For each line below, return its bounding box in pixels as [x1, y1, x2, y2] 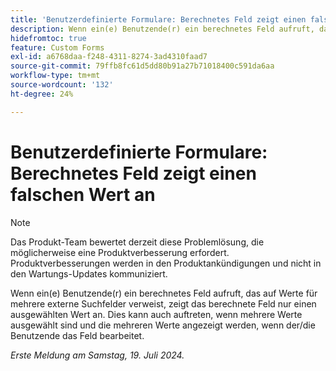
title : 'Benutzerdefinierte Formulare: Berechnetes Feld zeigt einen [10, 14, 307, 25]
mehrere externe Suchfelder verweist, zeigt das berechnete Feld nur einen [10, 297, 317, 310]
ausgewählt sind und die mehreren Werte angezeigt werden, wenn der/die [10, 319, 316, 331]
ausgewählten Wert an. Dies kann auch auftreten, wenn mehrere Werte [10, 308, 303, 320]
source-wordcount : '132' [10, 80, 114, 90]
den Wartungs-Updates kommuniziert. [10, 267, 168, 280]
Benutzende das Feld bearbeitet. [10, 329, 145, 341]
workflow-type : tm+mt [10, 71, 101, 81]
